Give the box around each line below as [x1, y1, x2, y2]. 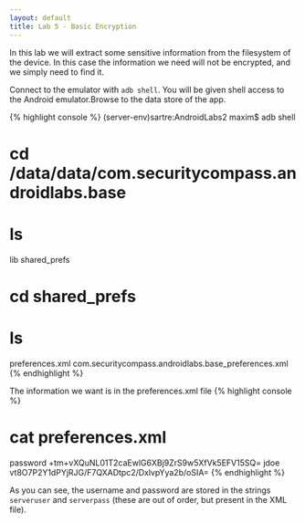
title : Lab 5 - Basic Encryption [9, 22, 137, 31]
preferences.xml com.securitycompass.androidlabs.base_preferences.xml [9, 358, 289, 369]
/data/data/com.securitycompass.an [9, 162, 297, 183]
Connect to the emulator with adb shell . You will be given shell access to [9, 84, 285, 95]
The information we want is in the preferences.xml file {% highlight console [9, 385, 292, 396]
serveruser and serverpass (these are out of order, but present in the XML [9, 494, 288, 505]
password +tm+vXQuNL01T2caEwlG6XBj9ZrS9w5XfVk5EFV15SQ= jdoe [9, 457, 280, 468]
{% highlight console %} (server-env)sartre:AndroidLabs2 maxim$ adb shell [9, 111, 296, 122]
